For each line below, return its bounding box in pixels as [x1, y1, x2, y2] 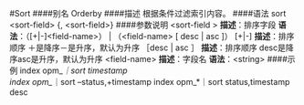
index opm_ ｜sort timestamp [19, 65, 128, 76]
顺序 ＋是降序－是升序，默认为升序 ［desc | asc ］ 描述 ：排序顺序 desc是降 [9, 42, 294, 53]
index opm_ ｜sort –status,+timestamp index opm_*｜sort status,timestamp [9, 77, 290, 87]
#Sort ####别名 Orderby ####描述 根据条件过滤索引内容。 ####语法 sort [9, 8, 287, 18]
